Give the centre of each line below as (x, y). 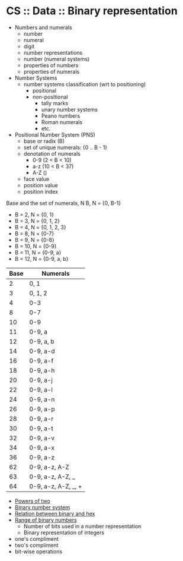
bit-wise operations (38, 551)
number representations (53, 52)
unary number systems (69, 109)
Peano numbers (61, 116)
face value (36, 179)
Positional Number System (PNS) (55, 134)
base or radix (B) (44, 141)
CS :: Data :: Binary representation (92, 11)
